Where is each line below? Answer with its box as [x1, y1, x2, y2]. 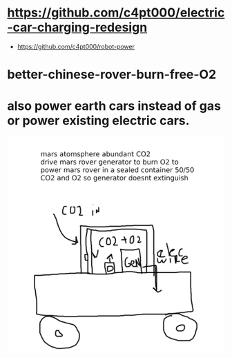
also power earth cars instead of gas [7, 98, 221, 114]
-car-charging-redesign [7, 19, 148, 35]
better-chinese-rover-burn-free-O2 [7, 67, 217, 82]
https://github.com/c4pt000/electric [7, 5, 225, 21]
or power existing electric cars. [7, 113, 190, 129]
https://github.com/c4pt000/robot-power [17, 42, 135, 50]
